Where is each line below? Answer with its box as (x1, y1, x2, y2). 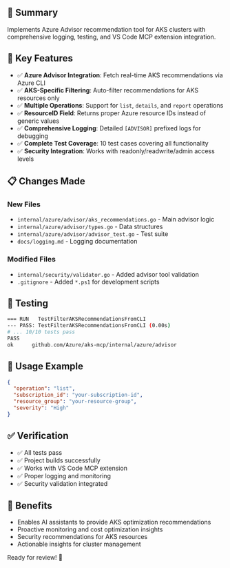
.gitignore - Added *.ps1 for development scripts (17, 277, 160, 286)
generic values (17, 117, 60, 125)
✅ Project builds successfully (17, 456, 101, 464)
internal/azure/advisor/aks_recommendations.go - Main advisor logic (17, 215, 215, 224)
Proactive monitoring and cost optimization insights (17, 525, 163, 533)
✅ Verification (7, 430, 69, 442)
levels (17, 155, 34, 163)
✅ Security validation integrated (17, 479, 108, 487)
